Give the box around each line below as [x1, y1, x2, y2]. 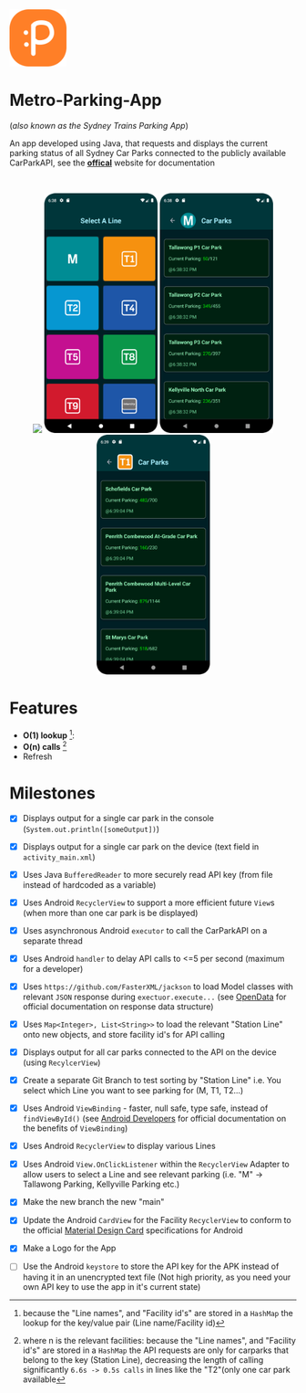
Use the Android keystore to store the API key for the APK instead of [22, 1261, 280, 1272]
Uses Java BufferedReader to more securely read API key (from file [22, 869, 273, 880]
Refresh [22, 751, 53, 762]
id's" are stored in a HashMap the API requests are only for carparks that [22, 1345, 289, 1356]
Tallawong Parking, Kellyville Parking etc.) [22, 1178, 180, 1190]
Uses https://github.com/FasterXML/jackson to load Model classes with [22, 981, 294, 992]
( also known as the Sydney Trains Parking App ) [9, 120, 189, 131]
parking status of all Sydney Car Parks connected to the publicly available [9, 147, 287, 158]
